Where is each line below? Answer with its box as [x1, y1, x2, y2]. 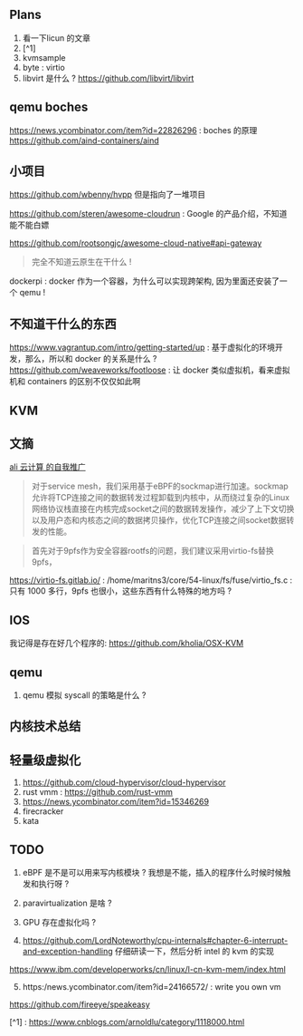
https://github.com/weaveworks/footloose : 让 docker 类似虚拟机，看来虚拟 [9, 364, 291, 375]
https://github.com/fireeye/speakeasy [9, 999, 151, 1010]
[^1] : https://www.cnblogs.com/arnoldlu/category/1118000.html [9, 1017, 245, 1028]
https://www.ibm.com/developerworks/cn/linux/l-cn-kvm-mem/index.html [9, 964, 287, 975]
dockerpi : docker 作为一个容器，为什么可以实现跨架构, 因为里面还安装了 [9, 276, 280, 286]
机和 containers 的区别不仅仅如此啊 [9, 376, 141, 387]
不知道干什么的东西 [9, 316, 117, 332]
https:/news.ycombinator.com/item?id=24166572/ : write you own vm [22, 982, 282, 992]
